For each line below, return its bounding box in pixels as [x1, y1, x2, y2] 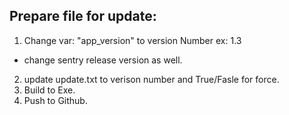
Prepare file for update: [9, 8, 157, 25]
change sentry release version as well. [23, 54, 183, 66]
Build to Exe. [23, 84, 76, 96]
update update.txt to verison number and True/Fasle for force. [23, 73, 280, 85]
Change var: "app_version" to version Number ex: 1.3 [23, 34, 242, 46]
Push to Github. [23, 94, 88, 106]
